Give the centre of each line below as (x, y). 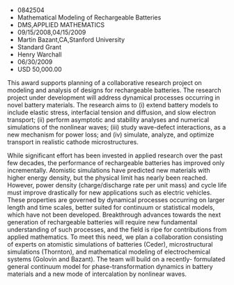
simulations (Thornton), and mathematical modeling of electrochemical (109, 252)
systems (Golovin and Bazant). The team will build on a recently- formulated (116, 259)
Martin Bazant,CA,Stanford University (71, 40)
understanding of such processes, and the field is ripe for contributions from (117, 230)
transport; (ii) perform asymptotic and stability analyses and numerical (108, 120)
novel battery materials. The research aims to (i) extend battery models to (113, 105)
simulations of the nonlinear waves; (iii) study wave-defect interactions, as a (117, 127)
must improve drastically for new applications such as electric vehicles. (110, 192)
